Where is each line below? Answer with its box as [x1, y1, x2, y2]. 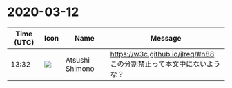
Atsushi [65, 55, 90, 65]
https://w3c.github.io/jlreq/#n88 [110, 49, 215, 58]
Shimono [65, 63, 95, 73]
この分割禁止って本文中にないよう [110, 59, 221, 69]
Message [150, 33, 182, 43]
